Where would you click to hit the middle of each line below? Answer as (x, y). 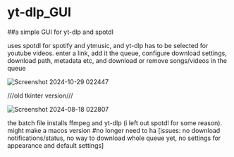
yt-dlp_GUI (39, 12)
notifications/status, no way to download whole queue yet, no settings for (114, 138)
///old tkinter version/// (40, 95)
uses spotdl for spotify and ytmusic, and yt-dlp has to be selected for (108, 45)
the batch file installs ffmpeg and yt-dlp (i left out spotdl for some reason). (115, 123)
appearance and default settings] (56, 145)
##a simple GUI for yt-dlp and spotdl (61, 32)
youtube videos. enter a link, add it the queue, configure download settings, (117, 53)
